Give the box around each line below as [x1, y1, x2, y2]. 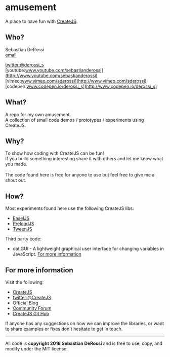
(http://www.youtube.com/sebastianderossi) [5, 73, 98, 79]
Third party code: [5, 236, 42, 242]
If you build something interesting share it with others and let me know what [5, 156, 163, 162]
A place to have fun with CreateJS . [5, 18, 78, 24]
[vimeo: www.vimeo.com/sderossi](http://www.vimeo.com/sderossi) [5, 78, 147, 84]
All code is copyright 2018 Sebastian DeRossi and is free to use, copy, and [5, 340, 163, 346]
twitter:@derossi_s [5, 61, 44, 67]
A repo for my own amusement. [5, 111, 71, 118]
